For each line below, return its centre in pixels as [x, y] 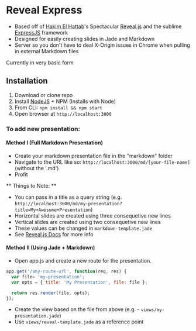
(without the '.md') [37, 168]
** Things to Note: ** [31, 185]
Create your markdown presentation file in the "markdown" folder [93, 156]
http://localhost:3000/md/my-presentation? [68, 204]
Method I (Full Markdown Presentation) [55, 143]
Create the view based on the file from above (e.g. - [77, 309]
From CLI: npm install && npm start [58, 107]
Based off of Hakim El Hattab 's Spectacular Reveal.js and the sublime [98, 26]
